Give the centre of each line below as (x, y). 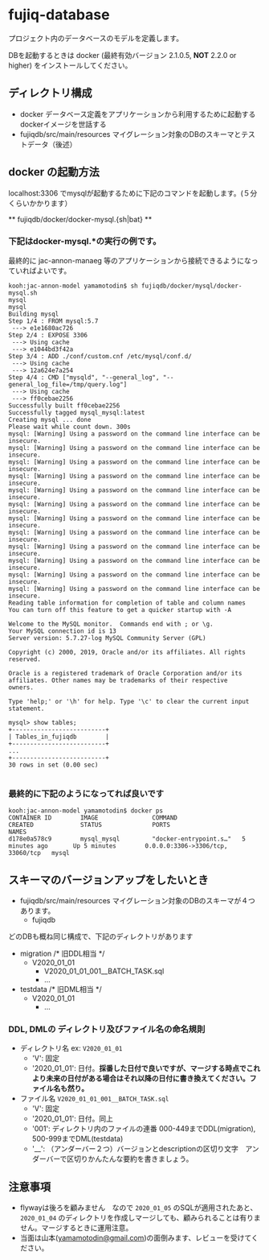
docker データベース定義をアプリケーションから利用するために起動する (138, 114)
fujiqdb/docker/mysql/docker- (192, 286)
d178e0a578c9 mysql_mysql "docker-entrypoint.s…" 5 (127, 839)
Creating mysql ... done (50, 419)
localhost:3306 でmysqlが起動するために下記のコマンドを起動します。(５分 (133, 193)
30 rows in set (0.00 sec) (53, 765)
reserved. (25, 659)
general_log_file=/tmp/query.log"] (68, 384)
